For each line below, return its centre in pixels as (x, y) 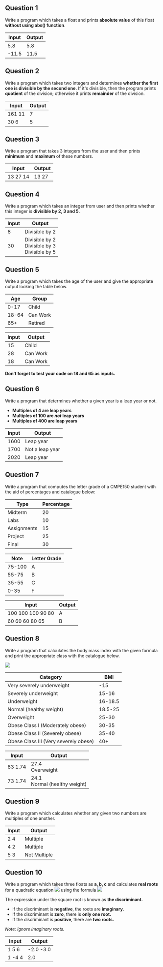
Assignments (23, 528)
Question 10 (24, 872)
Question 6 (22, 389)
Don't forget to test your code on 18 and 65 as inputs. (60, 374)
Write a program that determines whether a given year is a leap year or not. (81, 401)
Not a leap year (43, 449)
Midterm (17, 512)
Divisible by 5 (40, 252)
